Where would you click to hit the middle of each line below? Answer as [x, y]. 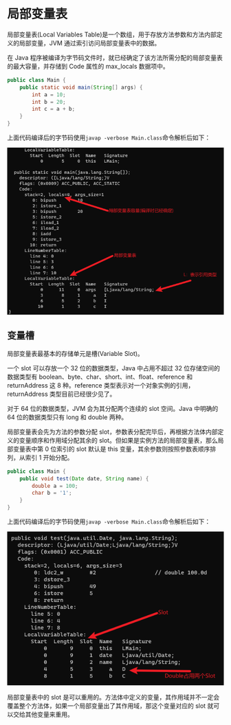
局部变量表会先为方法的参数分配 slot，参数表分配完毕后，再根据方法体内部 [112, 432]
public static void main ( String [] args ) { [81, 87]
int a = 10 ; [49, 94]
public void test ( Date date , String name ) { [84, 478]
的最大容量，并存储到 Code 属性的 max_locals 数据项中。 [88, 66]
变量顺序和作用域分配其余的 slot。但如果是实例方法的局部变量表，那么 [118, 440]
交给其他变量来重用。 [43, 715]
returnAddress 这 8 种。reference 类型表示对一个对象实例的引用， [101, 385]
